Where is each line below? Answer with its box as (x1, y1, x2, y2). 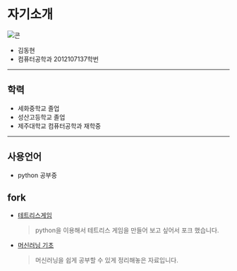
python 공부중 (17, 170, 58, 179)
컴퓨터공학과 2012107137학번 (17, 54, 99, 63)
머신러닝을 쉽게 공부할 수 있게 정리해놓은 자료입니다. (35, 256, 178, 265)
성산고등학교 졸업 (17, 113, 66, 121)
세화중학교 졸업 (17, 103, 60, 113)
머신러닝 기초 (17, 241, 54, 250)
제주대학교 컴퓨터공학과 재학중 (17, 121, 101, 130)
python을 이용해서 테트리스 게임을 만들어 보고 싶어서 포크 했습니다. (35, 226, 219, 234)
